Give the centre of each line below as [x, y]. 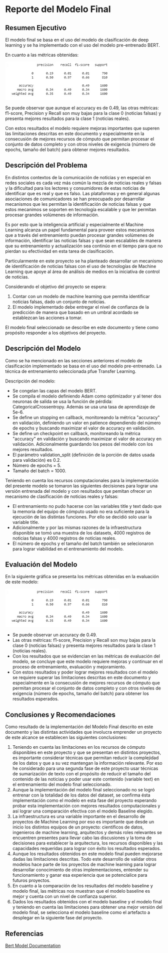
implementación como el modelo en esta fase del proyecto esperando [84, 800]
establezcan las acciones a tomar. [47, 318]
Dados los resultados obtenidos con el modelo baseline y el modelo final [87, 902]
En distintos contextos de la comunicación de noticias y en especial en [78, 177]
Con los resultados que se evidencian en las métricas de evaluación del [86, 656]
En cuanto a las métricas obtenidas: [42, 55]
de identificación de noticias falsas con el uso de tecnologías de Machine [81, 266]
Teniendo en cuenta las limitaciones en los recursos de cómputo [79, 747]
